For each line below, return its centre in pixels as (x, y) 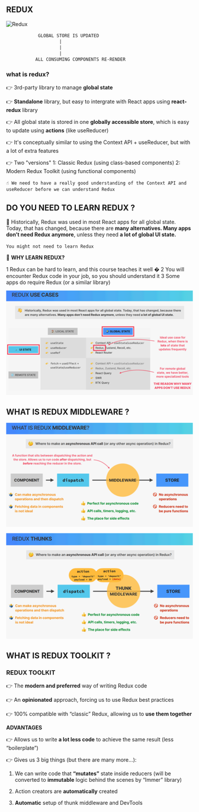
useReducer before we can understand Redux (61, 190)
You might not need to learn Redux (50, 246)
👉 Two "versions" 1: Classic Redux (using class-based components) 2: (93, 163)
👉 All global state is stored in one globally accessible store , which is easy (98, 122)
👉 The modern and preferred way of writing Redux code (77, 685)
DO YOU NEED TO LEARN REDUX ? (70, 208)
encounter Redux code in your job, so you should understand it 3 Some (93, 276)
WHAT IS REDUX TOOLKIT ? (58, 655)
